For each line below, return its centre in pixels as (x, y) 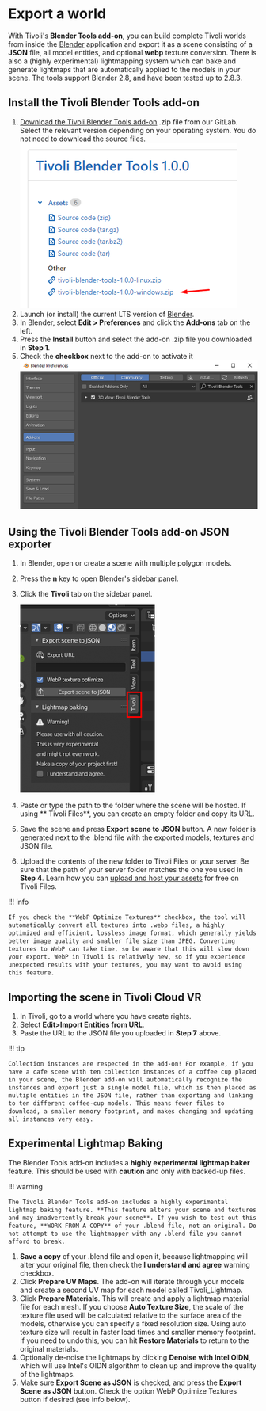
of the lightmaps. (47, 1374)
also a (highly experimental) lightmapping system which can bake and (122, 61)
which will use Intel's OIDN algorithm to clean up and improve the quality (138, 1365)
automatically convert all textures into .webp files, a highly (116, 925)
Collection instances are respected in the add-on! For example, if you (131, 1064)
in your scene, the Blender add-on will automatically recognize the (125, 1080)
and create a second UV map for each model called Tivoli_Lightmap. (131, 1290)
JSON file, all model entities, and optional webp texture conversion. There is (133, 52)
